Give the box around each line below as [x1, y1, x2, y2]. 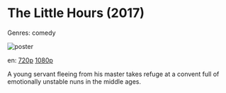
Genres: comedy [7, 28, 56, 37]
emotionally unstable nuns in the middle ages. [7, 77, 142, 86]
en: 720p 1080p [7, 55, 53, 65]
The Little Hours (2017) [7, 5, 145, 21]
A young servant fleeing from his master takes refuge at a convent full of [7, 70, 220, 78]
